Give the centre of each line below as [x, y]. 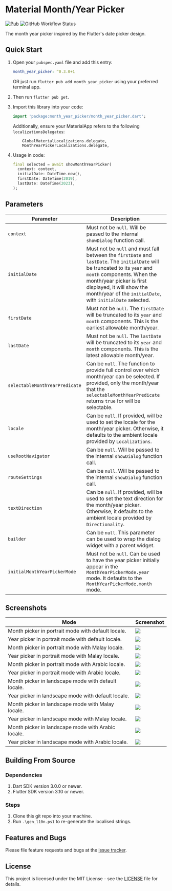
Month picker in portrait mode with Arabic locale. [67, 664]
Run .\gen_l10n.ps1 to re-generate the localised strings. [72, 822]
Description [125, 218]
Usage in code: [29, 155]
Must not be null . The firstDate [125, 308]
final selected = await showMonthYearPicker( [62, 164]
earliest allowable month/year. [123, 327]
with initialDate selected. [118, 300]
